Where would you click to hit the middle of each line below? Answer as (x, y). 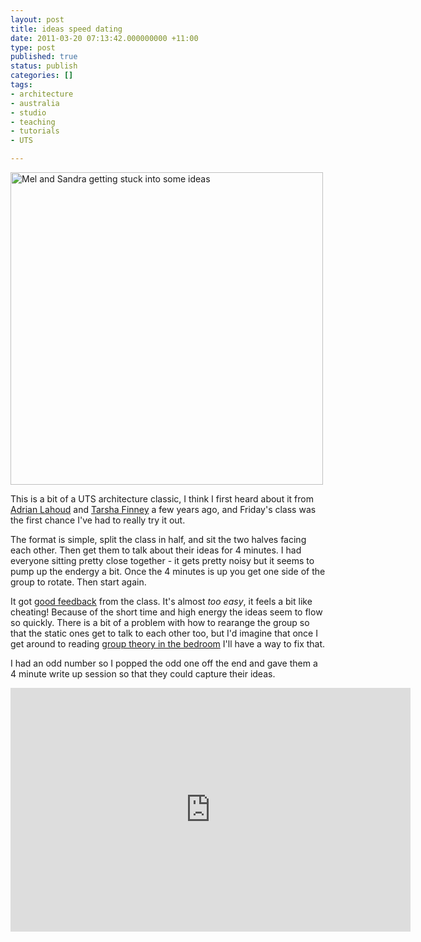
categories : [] (42, 76)
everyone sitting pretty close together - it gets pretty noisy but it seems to (162, 560)
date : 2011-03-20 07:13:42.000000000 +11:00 (104, 38)
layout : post (37, 19)
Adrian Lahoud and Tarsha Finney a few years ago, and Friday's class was (163, 509)
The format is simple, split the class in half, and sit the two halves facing (158, 539)
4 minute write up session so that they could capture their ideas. (143, 674)
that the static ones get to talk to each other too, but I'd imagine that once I (164, 633)
